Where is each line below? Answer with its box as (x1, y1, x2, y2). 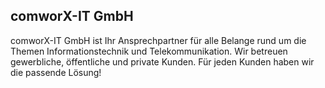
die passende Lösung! (10, 66, 102, 78)
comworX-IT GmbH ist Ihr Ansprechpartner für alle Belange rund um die (10, 34, 307, 46)
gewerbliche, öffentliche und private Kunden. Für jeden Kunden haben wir (10, 55, 315, 68)
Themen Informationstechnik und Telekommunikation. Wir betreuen (10, 45, 288, 57)
